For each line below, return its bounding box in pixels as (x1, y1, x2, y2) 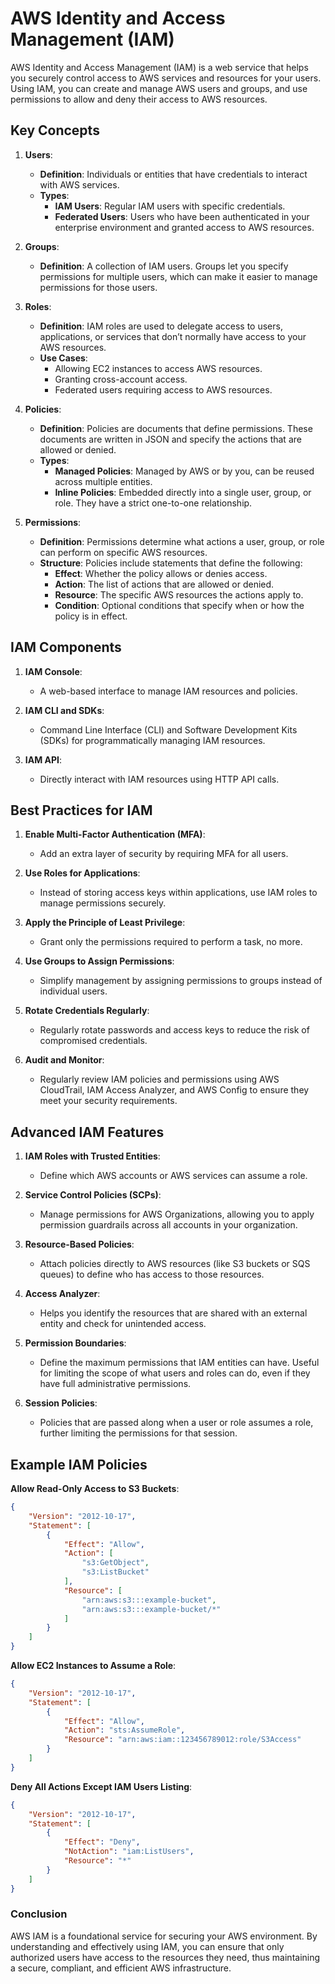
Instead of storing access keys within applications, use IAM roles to (39, 887, 318, 899)
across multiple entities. (54, 475, 153, 487)
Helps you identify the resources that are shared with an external (39, 1307, 308, 1319)
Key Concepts (10, 122, 100, 139)
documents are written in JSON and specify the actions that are (39, 433, 302, 445)
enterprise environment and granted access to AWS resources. (54, 221, 315, 233)
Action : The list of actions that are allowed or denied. (54, 578, 275, 590)
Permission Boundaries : (24, 1337, 127, 1349)
